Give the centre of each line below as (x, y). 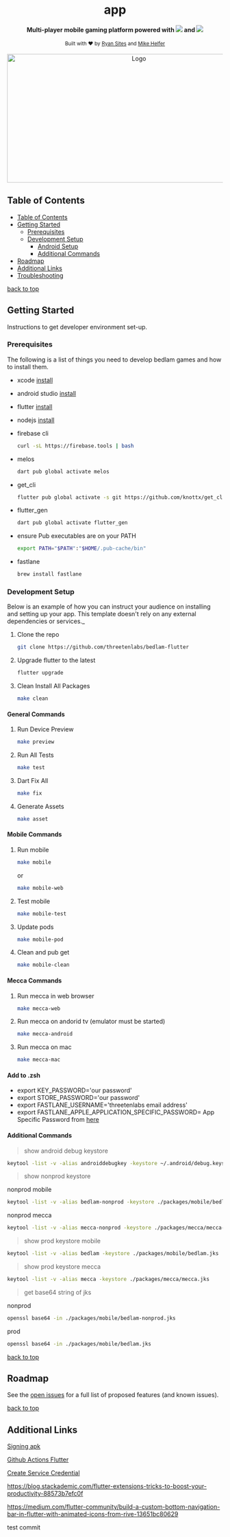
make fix (29, 793)
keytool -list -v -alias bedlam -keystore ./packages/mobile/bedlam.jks (113, 1254)
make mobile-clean (43, 965)
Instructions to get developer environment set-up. (77, 327)
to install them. (28, 366)
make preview (36, 742)
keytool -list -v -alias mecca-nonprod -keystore (79, 1228)
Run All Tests (35, 755)
